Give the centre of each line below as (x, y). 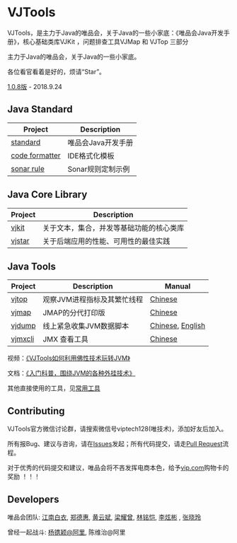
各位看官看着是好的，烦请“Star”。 (57, 71)
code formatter (36, 155)
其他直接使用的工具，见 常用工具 (54, 388)
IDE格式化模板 (91, 156)
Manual (178, 286)
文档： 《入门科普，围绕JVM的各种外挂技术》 (71, 373)
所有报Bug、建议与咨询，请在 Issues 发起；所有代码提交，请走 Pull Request (115, 444)
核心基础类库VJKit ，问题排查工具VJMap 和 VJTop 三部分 (105, 41)
